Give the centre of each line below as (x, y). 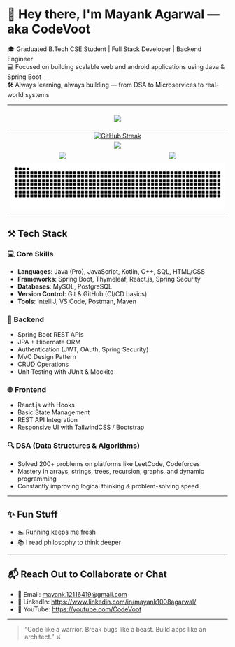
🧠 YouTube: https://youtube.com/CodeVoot (79, 609)
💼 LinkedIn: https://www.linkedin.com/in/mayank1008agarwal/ (107, 602)
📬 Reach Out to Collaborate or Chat (87, 574)
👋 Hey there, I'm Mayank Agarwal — (114, 14)
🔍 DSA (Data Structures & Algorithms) (73, 446)
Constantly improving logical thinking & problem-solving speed (108, 486)
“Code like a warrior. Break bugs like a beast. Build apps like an (115, 630)
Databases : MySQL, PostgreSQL (65, 286)
